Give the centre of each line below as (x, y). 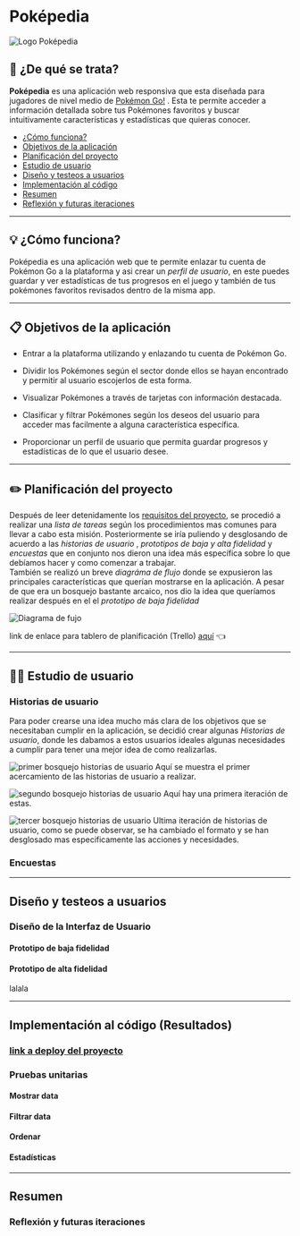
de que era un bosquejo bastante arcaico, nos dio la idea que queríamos (142, 592)
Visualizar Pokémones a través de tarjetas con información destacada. (152, 398)
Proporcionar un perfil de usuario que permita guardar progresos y (145, 442)
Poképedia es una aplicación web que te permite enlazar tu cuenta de (137, 261)
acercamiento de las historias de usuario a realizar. (103, 776)
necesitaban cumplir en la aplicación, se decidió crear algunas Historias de (147, 730)
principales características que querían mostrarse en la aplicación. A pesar (147, 582)
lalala (19, 989)
